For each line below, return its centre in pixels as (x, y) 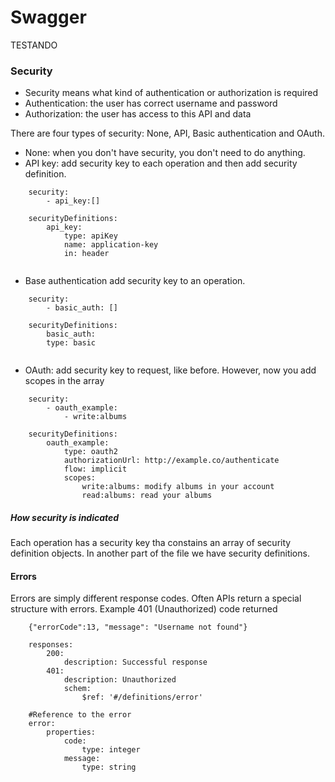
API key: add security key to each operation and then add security (161, 163)
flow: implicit (95, 469)
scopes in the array (64, 381)
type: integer (111, 750)
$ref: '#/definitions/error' (142, 697)
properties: (71, 732)
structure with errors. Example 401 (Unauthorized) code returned (144, 609)
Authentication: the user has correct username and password (151, 103)
